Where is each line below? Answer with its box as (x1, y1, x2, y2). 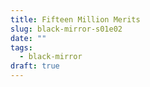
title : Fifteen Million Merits (10, 14, 141, 25)
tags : (10, 42, 33, 53)
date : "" (10, 33, 47, 43)
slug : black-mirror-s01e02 (10, 24, 123, 34)
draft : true (10, 61, 60, 71)
